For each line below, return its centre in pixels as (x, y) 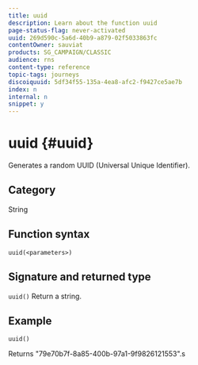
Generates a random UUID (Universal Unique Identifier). (99, 165)
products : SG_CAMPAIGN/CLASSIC (60, 52)
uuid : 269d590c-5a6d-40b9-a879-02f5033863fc (83, 38)
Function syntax (49, 234)
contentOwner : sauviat (46, 45)
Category (32, 190)
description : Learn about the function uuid (83, 23)
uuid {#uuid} (51, 143)
